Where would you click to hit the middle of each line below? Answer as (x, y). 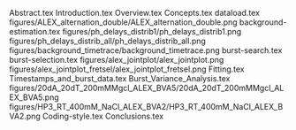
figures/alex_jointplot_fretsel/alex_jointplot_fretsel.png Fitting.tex (127, 69)
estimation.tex (35, 31)
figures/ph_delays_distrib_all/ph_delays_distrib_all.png (107, 41)
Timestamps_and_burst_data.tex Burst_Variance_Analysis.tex (120, 78)
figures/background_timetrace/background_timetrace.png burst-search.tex (146, 50)
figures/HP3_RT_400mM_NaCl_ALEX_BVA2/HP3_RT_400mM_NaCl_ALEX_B (146, 107)
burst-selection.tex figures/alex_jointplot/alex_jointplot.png (117, 60)
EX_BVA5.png (34, 97)
